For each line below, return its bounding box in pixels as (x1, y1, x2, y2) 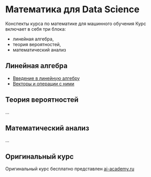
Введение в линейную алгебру (12, 75, 80, 81)
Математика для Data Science (5, 4, 140, 15)
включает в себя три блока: (5, 26, 66, 32)
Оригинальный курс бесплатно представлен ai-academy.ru (5, 166, 134, 172)
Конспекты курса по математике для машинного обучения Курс (5, 20, 146, 27)
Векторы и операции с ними (12, 80, 75, 86)
